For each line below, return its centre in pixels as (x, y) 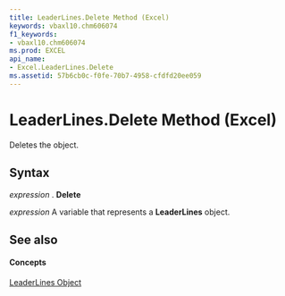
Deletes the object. (44, 145)
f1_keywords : (34, 34)
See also (34, 239)
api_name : (28, 59)
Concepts (28, 262)
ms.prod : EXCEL (38, 51)
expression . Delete (45, 194)
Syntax (29, 173)
